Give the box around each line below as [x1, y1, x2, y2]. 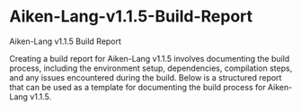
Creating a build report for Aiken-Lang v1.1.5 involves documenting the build [9, 53, 290, 64]
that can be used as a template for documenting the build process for [9, 81, 267, 92]
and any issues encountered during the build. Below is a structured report [9, 72, 282, 82]
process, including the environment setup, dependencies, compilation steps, [9, 63, 293, 73]
